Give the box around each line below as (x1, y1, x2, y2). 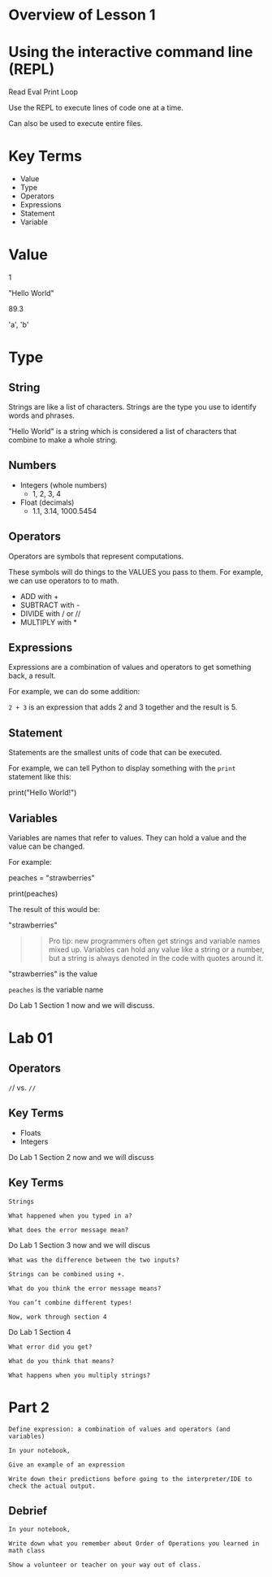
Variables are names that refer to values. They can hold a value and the (8, 833, 247, 843)
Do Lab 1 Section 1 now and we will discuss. (8, 1001, 155, 1010)
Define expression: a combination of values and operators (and (8, 1425, 231, 1433)
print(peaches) (8, 888, 58, 899)
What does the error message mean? (8, 1226, 129, 1234)
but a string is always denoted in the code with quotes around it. (48, 954, 264, 963)
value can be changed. (8, 841, 85, 851)
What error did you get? (8, 1343, 93, 1351)
